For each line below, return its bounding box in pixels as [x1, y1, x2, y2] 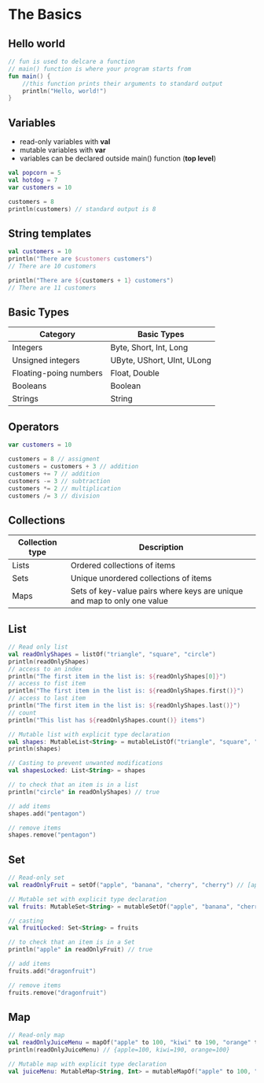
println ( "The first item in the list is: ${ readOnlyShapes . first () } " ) [8, 687, 244, 695]
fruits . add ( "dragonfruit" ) [8, 967, 97, 975]
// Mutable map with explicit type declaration [8, 1060, 167, 1068]
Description [138, 541, 184, 553]
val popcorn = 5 [8, 169, 61, 177]
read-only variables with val [19, 137, 111, 146]
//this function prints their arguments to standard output [22, 79, 223, 87]
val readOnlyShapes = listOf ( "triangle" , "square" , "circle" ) [8, 650, 216, 658]
